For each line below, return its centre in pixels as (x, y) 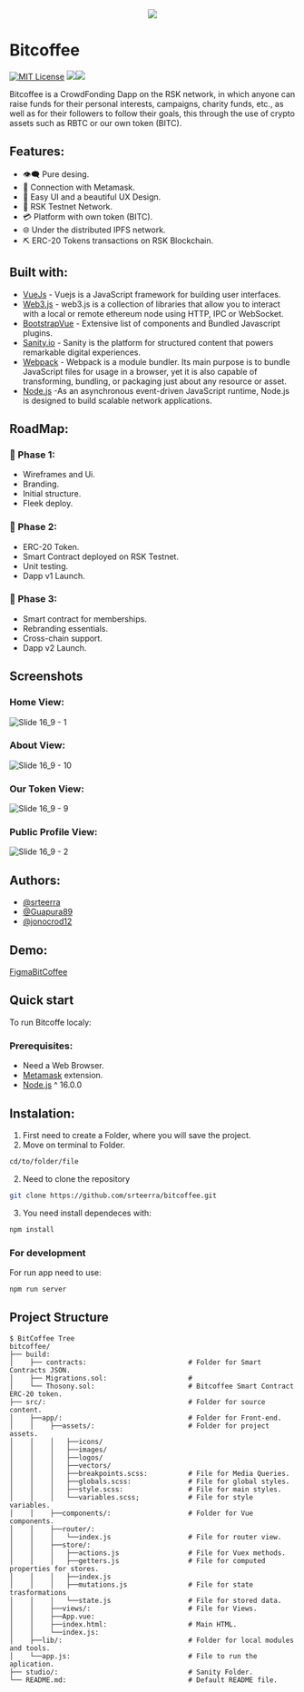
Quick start (42, 1001)
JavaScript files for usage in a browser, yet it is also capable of (140, 371)
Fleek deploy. (48, 504)
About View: (38, 745)
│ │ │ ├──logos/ (56, 1457)
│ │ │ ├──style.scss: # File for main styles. (146, 1489)
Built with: (39, 273)
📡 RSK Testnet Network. (68, 206)
